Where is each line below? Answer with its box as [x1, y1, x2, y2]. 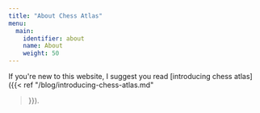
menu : [8, 19, 27, 27]
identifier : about [23, 34, 85, 43]
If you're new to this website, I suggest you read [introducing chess [8, 72, 233, 81]
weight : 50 [23, 49, 60, 57]
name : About [23, 42, 63, 50]
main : [15, 27, 35, 35]
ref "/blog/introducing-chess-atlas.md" [23, 80, 154, 90]
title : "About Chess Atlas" [8, 11, 103, 20]
